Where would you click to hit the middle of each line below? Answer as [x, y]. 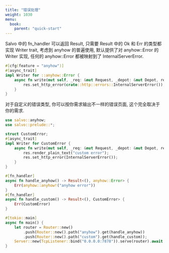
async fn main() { [24, 223]
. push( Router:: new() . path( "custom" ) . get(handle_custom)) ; [85, 237]
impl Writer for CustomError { [38, 143]
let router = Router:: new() [44, 227]
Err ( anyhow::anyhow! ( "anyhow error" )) [55, 185]
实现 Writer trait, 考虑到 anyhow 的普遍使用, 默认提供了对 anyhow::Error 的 [82, 50]
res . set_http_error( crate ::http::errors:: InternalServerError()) [93, 85]
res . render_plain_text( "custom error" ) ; [66, 153]
